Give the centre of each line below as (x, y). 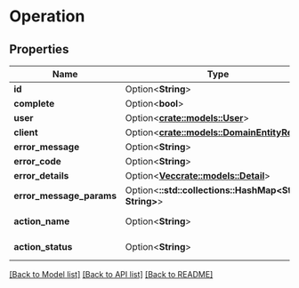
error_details (41, 176)
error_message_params (65, 196)
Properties (39, 49)
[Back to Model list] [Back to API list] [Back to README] (111, 274)
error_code (38, 161)
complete (34, 104)
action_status (43, 247)
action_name (42, 221)
